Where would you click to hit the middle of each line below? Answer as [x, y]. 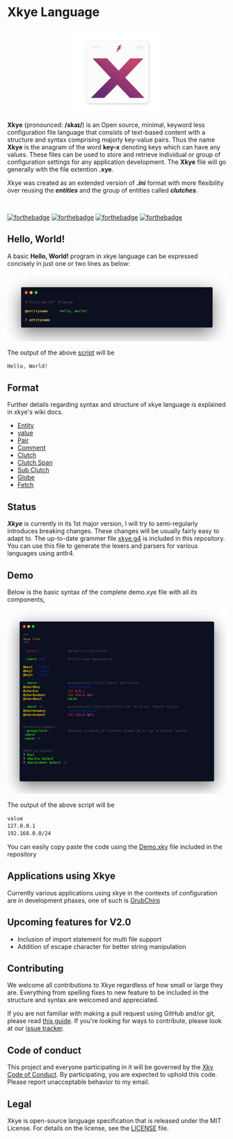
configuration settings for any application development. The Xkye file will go [117, 162]
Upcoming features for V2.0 [69, 922]
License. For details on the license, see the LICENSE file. [88, 1128]
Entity [26, 426]
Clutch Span [35, 463]
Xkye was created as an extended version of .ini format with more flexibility [115, 183]
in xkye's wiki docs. [35, 412]
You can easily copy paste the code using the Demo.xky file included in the [115, 847]
